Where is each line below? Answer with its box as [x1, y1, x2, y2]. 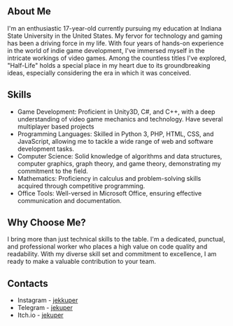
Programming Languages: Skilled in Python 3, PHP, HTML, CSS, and [17, 129, 214, 138]
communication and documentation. [17, 196, 122, 205]
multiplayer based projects [17, 122, 94, 131]
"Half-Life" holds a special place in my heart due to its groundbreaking [7, 61, 211, 69]
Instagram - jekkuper [17, 296, 78, 304]
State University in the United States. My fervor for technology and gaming [7, 31, 223, 40]
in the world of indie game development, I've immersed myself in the [7, 46, 205, 54]
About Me [7, 6, 51, 17]
